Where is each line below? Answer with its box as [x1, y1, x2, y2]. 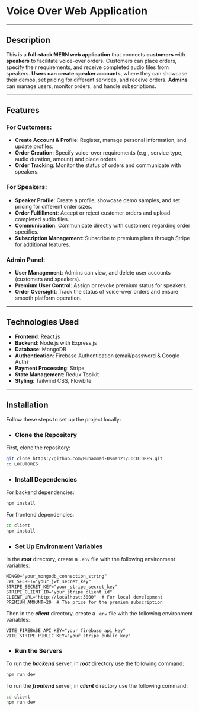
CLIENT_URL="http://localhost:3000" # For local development [6, 594, 163, 600]
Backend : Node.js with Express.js [14, 339, 97, 346]
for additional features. [14, 241, 70, 248]
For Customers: [6, 123, 52, 131]
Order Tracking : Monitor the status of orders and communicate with [14, 162, 181, 169]
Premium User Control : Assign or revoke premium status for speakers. [14, 282, 188, 289]
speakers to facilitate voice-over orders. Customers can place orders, [6, 57, 177, 64]
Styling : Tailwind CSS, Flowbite [14, 377, 92, 384]
